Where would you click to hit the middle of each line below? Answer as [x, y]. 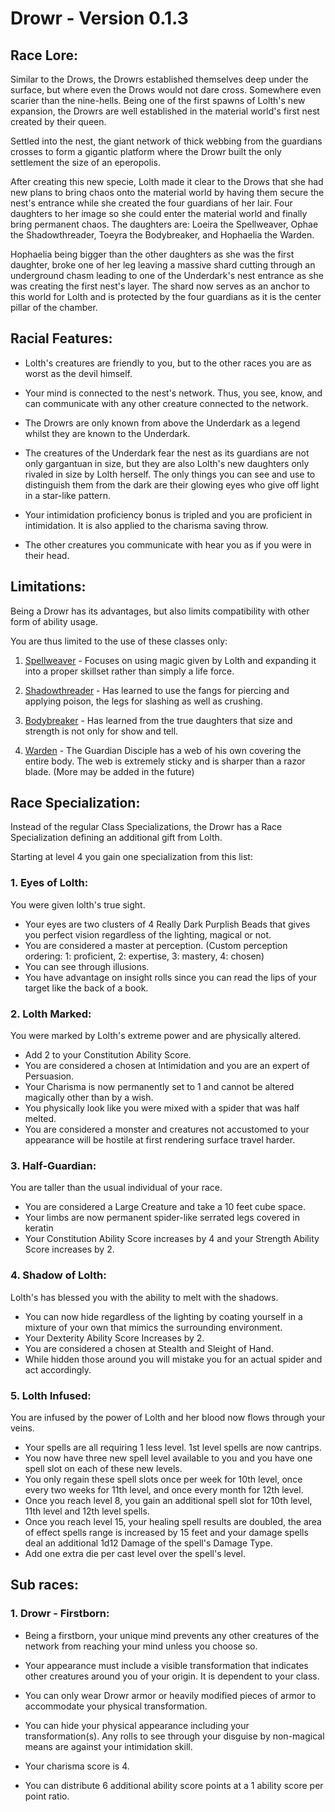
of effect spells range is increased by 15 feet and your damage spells [166, 1532]
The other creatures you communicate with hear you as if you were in [168, 544]
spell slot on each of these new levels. [103, 1468]
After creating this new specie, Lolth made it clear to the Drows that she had [167, 181]
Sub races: [45, 1585]
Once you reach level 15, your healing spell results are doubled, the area [173, 1521]
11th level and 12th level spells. [87, 1511]
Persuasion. [49, 1076]
